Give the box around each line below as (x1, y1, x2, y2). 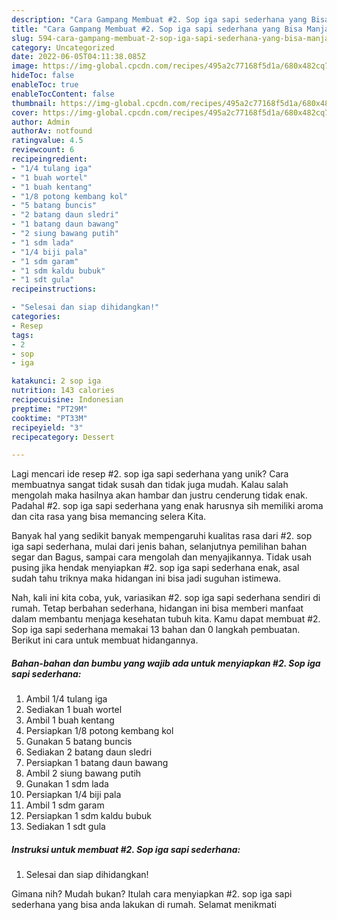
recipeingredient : (11, 154, 88, 164)
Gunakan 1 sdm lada (25, 778, 109, 790)
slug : (11, 33, 34, 43)
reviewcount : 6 (11, 145, 75, 155)
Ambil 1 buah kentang (25, 714, 115, 726)
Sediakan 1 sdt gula (25, 821, 106, 833)
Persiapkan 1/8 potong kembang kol (25, 725, 174, 737)
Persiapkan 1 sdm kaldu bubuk (25, 810, 152, 822)
